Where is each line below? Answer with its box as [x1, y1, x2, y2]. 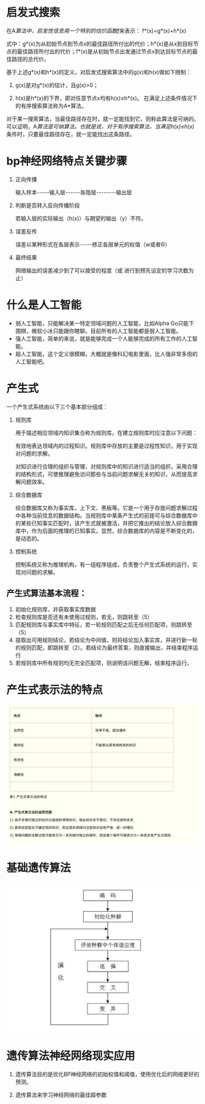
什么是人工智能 [6, 298, 82, 312]
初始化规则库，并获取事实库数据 [15, 605, 96, 613]
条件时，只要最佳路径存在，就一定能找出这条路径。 [6, 130, 135, 138]
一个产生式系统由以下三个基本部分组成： [6, 403, 108, 410]
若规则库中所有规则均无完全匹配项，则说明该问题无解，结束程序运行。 [15, 659, 193, 667]
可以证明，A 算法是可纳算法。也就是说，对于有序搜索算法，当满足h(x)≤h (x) [6, 123, 195, 130]
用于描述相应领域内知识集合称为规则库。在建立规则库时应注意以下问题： [15, 429, 198, 436]
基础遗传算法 [6, 861, 72, 875]
